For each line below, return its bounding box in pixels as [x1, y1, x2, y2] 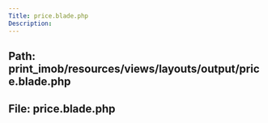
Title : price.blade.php [8, 11, 89, 20]
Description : [8, 19, 53, 28]
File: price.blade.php [8, 102, 116, 116]
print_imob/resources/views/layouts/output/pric [8, 61, 261, 75]
